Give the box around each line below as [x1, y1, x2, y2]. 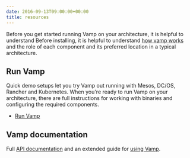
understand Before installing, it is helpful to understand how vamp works [6, 37, 184, 44]
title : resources [6, 14, 49, 20]
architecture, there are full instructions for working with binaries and [6, 95, 173, 102]
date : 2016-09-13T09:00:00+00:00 [6, 8, 89, 15]
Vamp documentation [6, 130, 88, 140]
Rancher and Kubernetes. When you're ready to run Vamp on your [6, 88, 168, 95]
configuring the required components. [6, 101, 99, 108]
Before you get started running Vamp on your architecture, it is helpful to [6, 30, 184, 37]
